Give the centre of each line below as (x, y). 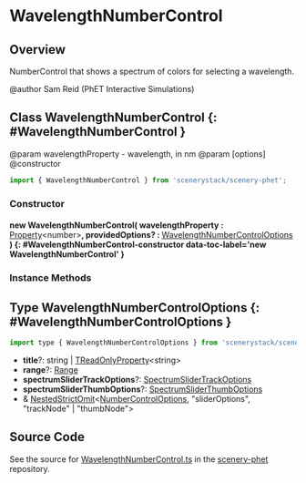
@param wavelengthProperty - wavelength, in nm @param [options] (138, 154)
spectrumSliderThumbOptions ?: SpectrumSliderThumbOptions (143, 389)
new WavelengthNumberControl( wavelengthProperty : (117, 225)
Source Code (47, 437)
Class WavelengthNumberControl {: (113, 118)
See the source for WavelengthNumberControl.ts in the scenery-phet (139, 459)
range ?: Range (51, 369)
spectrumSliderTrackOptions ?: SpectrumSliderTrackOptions (137, 379)
